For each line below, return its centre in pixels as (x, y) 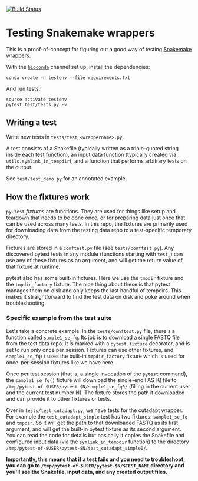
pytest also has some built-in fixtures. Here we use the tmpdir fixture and (95, 278)
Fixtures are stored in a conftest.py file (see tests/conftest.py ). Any (90, 248)
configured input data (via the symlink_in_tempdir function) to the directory (98, 442)
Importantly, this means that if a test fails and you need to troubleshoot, (96, 459)
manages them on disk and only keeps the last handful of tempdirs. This (94, 290)
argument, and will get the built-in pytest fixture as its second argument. (94, 429)
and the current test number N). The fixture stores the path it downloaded (95, 393)
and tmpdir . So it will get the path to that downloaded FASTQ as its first (92, 423)
